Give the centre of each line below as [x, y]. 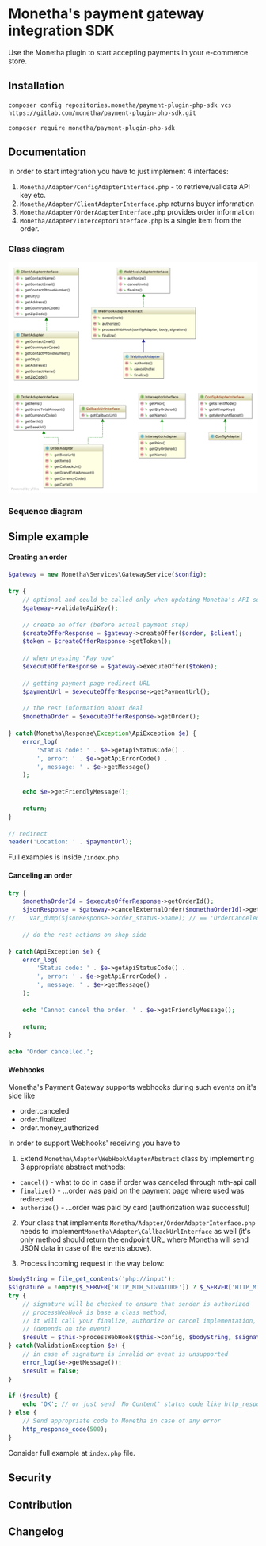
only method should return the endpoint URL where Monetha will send [134, 1239]
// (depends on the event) [67, 1329]
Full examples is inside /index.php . [65, 857]
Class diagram [36, 249]
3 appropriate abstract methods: [72, 1167]
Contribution [40, 1504]
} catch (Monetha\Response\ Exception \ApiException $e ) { [102, 733]
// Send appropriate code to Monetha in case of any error [122, 1421]
